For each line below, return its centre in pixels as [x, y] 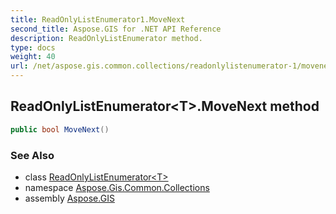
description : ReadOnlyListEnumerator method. [106, 38]
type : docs [33, 47]
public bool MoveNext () [60, 129]
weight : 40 [33, 57]
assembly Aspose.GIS [69, 198]
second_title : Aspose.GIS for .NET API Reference [116, 29]
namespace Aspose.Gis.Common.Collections [117, 187]
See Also [32, 155]
